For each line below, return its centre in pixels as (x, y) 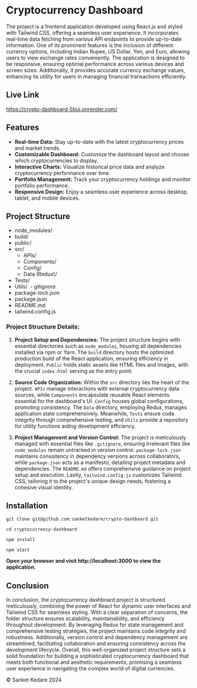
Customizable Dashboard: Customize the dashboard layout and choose (102, 154)
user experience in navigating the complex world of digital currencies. (91, 669)
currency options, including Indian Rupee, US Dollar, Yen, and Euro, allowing (98, 51)
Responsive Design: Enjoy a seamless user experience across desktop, (101, 192)
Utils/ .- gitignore (35, 287)
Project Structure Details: (43, 327)
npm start (18, 550)
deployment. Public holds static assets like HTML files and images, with (101, 364)
